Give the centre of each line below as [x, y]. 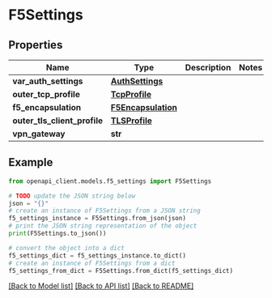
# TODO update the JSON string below [72, 196]
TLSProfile [131, 121]
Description [208, 68]
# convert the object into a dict [67, 248]
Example [31, 162]
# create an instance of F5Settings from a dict [92, 263]
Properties [36, 45]
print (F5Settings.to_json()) [57, 234]
